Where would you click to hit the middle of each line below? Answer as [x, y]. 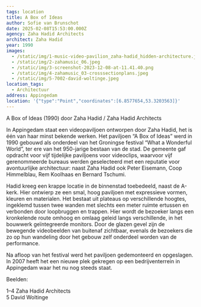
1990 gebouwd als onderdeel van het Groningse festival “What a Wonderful [99, 142]
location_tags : [25, 85]
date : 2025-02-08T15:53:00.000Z [46, 28]
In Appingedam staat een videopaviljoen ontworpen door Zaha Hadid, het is [99, 130]
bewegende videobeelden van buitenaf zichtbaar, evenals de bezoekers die [99, 230]
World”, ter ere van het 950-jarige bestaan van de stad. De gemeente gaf [96, 149]
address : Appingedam [32, 95]
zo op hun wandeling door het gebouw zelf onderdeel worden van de [92, 237]
